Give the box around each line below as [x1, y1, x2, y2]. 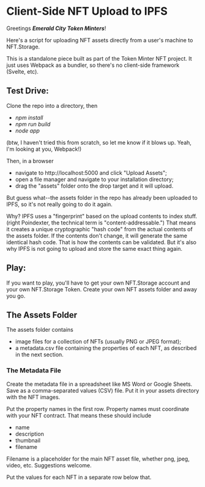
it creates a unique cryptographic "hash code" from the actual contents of [6, 225, 193, 232]
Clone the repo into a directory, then [6, 102, 98, 109]
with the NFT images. [6, 393, 61, 401]
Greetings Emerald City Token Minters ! [6, 25, 106, 32]
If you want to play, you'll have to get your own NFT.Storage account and [6, 279, 191, 286]
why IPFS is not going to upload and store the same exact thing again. [6, 245, 182, 252]
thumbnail [15, 437, 41, 444]
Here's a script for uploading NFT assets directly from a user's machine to [6, 36, 193, 44]
